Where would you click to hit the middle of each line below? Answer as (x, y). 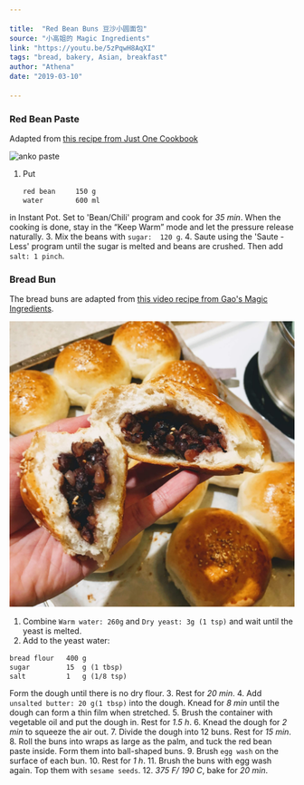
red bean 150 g (59, 192)
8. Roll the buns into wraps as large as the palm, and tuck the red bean (141, 741)
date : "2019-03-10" (46, 77)
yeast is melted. (52, 631)
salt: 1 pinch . (37, 256)
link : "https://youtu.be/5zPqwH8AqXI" (82, 48)
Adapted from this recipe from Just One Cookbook (104, 139)
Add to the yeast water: (66, 641)
